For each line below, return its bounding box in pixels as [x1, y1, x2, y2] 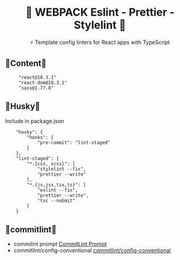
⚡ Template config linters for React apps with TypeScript [29, 39, 170, 46]
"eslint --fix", [37, 187, 78, 193]
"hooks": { [26, 134, 54, 141]
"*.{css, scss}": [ [26, 160, 76, 166]
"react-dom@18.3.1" [18, 80, 67, 86]
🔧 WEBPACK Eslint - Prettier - [25, 5, 175, 19]
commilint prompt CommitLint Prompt [13, 241, 107, 248]
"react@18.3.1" [18, 74, 57, 80]
